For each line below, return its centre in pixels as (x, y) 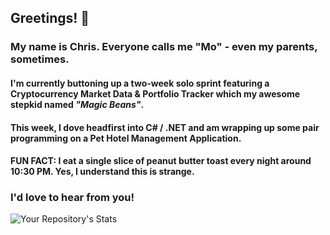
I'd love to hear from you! (72, 198)
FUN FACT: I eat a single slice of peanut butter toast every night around (161, 161)
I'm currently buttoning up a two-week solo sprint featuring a (140, 83)
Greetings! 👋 (50, 18)
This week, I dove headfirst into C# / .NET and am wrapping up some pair (165, 127)
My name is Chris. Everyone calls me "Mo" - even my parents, (164, 47)
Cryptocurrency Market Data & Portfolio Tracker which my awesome (155, 93)
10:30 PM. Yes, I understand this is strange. (102, 172)
